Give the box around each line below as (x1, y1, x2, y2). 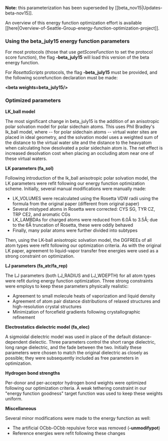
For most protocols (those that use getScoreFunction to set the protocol (5, 49, 153, 55)
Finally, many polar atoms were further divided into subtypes (12, 227, 138, 233)
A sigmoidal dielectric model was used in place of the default (5, 334, 131, 340)
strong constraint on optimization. (5, 253, 75, 259)
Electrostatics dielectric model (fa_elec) (5, 324, 90, 330)
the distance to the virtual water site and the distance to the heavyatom (5, 139, 152, 145)
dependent (5, 339, 28, 345)
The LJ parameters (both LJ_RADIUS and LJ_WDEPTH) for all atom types (5, 272, 156, 278)
